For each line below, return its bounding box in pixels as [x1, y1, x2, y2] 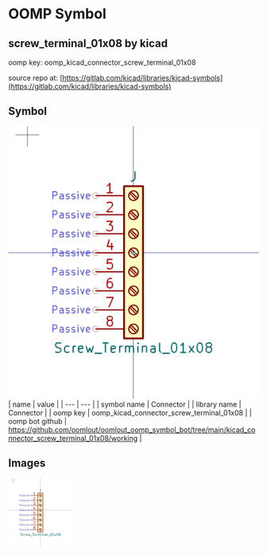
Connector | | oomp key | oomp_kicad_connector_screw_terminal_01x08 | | [8, 407, 252, 417]
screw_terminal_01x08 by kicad [8, 37, 168, 50]
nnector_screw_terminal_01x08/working [8, 433, 138, 443]
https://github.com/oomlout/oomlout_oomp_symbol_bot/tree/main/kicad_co [8, 424, 256, 435]
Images [8, 456, 46, 470]
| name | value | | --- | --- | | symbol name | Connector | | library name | [8, 400, 242, 409]
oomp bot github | [8, 416, 68, 426]
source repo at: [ [8, 73, 63, 82]
